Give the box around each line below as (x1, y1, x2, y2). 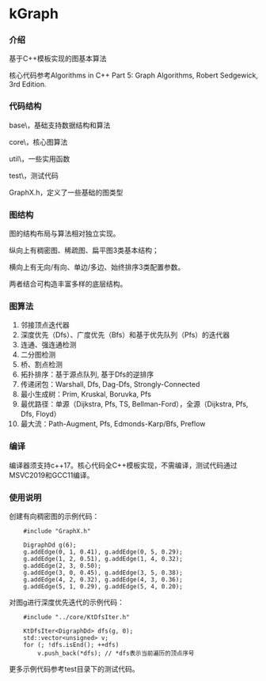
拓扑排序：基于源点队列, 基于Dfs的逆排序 (20, 369, 154, 380)
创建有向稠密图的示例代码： (9, 511, 100, 520)
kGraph (9, 5, 59, 23)
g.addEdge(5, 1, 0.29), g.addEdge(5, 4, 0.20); (23, 582, 183, 590)
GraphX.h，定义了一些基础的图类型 (9, 187, 123, 197)
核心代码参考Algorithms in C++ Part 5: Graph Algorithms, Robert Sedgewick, (9, 70, 259, 80)
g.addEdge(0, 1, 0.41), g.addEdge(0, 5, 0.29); (23, 547, 183, 556)
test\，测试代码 (9, 171, 59, 180)
